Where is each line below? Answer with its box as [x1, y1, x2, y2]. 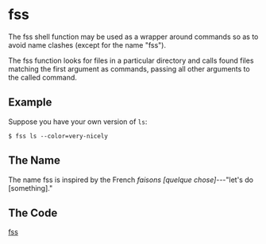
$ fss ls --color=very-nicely [8, 132, 109, 140]
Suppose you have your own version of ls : [8, 117, 148, 126]
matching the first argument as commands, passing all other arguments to [8, 64, 250, 73]
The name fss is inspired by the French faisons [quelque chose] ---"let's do [8, 175, 254, 184]
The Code [8, 206, 58, 219]
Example [8, 95, 52, 109]
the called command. [8, 72, 78, 82]
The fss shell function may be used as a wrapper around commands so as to [8, 32, 259, 41]
